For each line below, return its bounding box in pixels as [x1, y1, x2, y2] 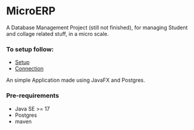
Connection [14, 65, 44, 72]
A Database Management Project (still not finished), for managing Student [6, 24, 188, 31]
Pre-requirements [6, 91, 60, 100]
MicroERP [6, 4, 56, 18]
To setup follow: [6, 45, 54, 53]
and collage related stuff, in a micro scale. [6, 30, 109, 37]
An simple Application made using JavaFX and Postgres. [6, 76, 145, 84]
